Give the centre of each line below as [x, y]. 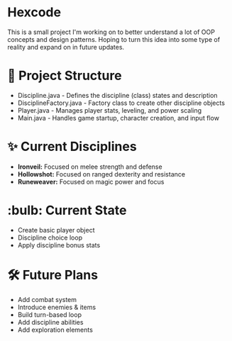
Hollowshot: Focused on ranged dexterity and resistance [101, 174]
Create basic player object [56, 230]
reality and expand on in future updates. [66, 47]
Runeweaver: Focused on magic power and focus [91, 181]
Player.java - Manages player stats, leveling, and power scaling [110, 110]
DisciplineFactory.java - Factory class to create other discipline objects [121, 103]
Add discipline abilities [50, 322]
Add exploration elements [55, 330]
